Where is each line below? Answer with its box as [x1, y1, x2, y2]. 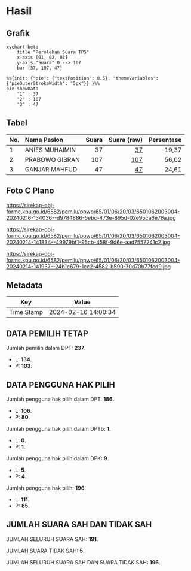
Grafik [6, 28, 30, 38]
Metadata [6, 280, 43, 291]
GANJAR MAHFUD [24, 165, 78, 173]
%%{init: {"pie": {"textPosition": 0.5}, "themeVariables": [6, 75, 159, 81]
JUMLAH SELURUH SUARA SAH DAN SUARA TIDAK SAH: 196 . [6, 558, 161, 566]
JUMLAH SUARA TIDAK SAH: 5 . [6, 547, 85, 554]
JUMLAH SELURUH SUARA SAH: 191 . [6, 535, 98, 543]
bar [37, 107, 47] [17, 65, 63, 71]
